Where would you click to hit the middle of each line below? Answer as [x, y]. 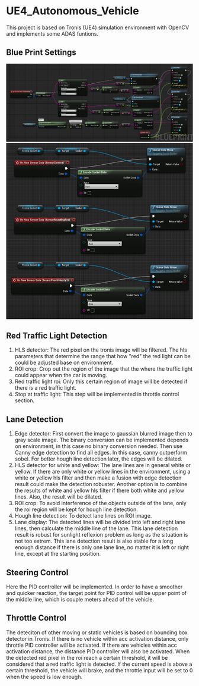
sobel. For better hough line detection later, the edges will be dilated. [98, 459]
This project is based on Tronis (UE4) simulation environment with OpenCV [98, 27]
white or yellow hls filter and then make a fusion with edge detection [98, 478]
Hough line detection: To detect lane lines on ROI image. [83, 516]
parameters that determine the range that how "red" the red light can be [102, 356]
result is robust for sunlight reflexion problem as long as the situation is [101, 535]
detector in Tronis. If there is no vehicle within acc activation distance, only [97, 638]
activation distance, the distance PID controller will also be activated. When [98, 651]
